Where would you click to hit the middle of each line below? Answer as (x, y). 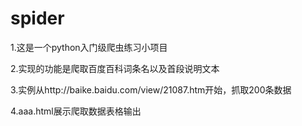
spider (37, 18)
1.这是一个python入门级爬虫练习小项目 (89, 47)
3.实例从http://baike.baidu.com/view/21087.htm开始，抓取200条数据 (151, 89)
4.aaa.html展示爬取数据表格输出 (76, 111)
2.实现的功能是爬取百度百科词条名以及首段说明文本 (115, 68)
